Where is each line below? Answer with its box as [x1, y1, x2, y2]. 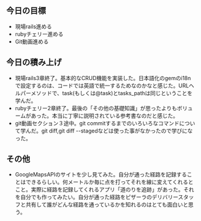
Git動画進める [14, 38, 49, 45]
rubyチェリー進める [14, 30, 64, 37]
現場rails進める [14, 23, 52, 30]
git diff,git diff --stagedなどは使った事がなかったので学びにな [41, 127, 193, 134]
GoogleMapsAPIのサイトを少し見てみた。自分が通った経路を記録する [14, 171, 187, 178]
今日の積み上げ [6, 57, 62, 67]
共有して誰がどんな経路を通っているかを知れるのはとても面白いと [25, 201, 188, 208]
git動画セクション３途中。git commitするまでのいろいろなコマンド [14, 119, 179, 126]
